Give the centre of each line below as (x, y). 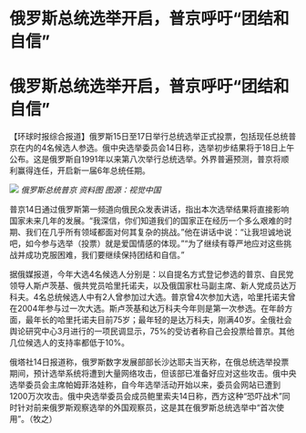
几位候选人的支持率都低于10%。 (70, 343)
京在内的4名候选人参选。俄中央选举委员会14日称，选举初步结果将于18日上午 (152, 148)
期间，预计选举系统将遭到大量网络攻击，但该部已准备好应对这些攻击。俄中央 (153, 374)
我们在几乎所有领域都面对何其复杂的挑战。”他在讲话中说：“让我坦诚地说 (158, 232)
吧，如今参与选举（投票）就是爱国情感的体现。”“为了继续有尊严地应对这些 (147, 243)
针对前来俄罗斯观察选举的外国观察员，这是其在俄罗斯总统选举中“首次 (147, 407)
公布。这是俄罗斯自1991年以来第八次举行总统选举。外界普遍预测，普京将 (145, 160)
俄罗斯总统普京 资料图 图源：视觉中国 (91, 190)
